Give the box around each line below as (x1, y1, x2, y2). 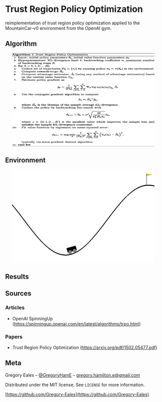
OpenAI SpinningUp (12, 316, 53, 322)
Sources (5, 289, 32, 298)
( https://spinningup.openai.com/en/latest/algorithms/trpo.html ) (12, 321, 141, 326)
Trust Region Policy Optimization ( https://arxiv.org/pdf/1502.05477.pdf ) (12, 344, 158, 350)
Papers (5, 333, 23, 340)
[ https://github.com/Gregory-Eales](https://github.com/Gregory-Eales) (5, 391, 150, 397)
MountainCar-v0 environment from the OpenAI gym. (5, 25, 112, 31)
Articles (5, 304, 25, 311)
